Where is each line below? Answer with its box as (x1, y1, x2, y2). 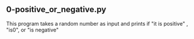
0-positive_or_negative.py (6, 5, 107, 15)
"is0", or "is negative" (6, 26, 59, 33)
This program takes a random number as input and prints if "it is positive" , (6, 20, 189, 27)
